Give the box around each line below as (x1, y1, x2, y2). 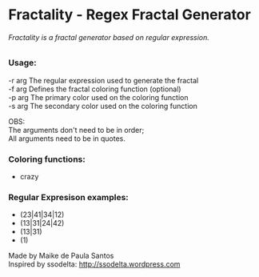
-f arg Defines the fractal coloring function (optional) (8, 84, 181, 94)
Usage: (8, 58, 38, 69)
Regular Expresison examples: (8, 191, 129, 203)
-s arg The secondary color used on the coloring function (8, 101, 197, 110)
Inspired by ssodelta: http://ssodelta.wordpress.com (8, 259, 181, 269)
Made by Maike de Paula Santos (8, 251, 114, 261)
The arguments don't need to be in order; (8, 125, 145, 134)
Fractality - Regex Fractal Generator (8, 6, 252, 24)
